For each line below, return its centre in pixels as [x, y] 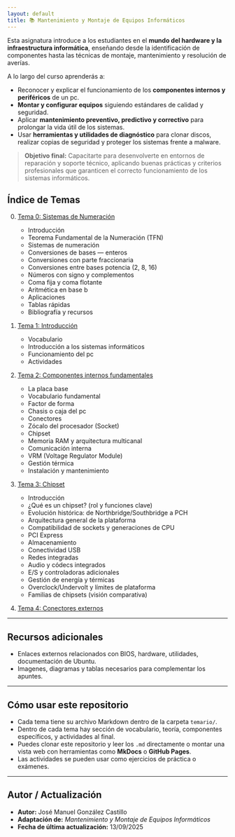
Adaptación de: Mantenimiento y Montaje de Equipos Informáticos [114, 819]
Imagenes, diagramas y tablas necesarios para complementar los [112, 669]
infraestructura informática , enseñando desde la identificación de [104, 48]
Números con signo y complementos [81, 275]
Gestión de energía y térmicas [71, 580]
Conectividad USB [54, 550]
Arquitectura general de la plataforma [82, 520]
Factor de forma [51, 404]
